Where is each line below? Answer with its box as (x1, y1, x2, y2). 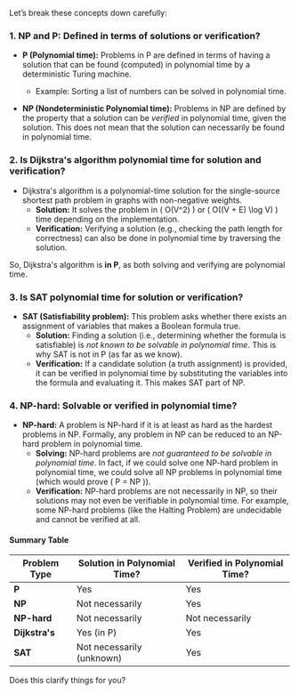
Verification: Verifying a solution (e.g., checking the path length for (35, 222, 283, 234)
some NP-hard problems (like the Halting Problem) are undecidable (35, 504, 282, 515)
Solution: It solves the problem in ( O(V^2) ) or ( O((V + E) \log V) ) (35, 204, 279, 214)
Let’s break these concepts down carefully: (9, 8, 167, 18)
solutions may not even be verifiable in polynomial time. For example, (35, 496, 289, 506)
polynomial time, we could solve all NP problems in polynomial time (35, 467, 283, 478)
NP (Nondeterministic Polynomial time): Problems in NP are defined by (21, 103, 287, 114)
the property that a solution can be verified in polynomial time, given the (21, 113, 287, 124)
